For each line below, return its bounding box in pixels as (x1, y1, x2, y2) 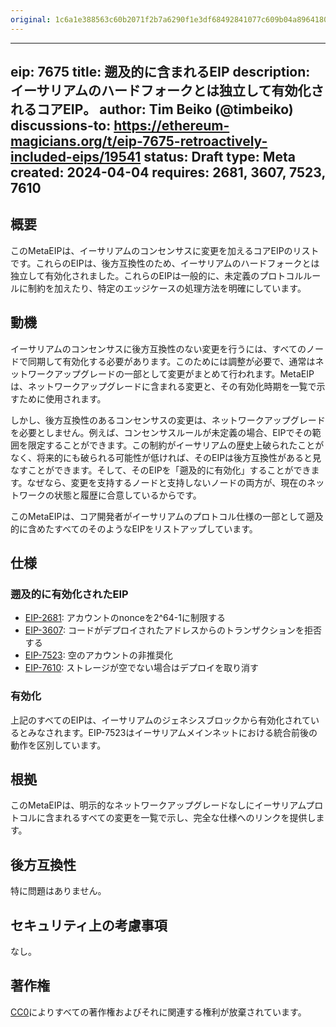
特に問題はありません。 (10, 885, 107, 897)
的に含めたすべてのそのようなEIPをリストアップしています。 (10, 522, 258, 535)
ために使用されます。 (18, 392, 107, 405)
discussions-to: (10, 117, 112, 135)
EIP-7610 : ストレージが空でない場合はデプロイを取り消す (24, 662, 260, 674)
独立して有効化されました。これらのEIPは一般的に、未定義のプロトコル (10, 269, 304, 281)
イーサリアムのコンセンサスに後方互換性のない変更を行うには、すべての (10, 342, 307, 355)
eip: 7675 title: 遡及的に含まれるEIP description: (10, 64, 311, 81)
